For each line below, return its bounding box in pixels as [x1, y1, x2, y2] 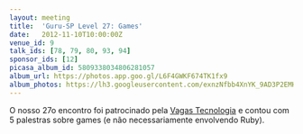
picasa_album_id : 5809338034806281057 [9, 64, 155, 73]
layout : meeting [9, 13, 70, 22]
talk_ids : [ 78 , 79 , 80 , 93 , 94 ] [9, 47, 131, 56]
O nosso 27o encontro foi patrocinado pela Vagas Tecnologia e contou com [9, 104, 290, 115]
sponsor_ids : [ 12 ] [9, 55, 78, 64]
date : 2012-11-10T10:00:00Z [9, 30, 124, 39]
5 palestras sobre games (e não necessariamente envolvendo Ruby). [9, 114, 265, 125]
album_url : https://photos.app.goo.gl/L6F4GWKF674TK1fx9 [9, 72, 228, 81]
